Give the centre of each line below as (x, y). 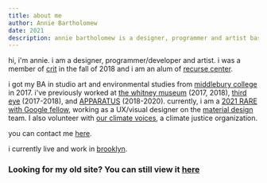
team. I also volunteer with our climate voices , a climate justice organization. (133, 118)
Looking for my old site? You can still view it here (104, 169)
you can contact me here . (50, 134)
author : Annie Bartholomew (53, 23)
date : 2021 (26, 30)
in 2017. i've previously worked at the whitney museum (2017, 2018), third (128, 93)
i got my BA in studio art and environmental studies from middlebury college (133, 84)
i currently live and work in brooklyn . (68, 149)
